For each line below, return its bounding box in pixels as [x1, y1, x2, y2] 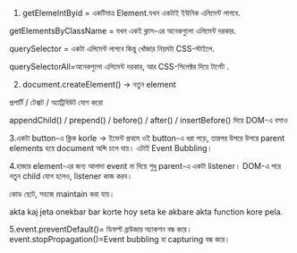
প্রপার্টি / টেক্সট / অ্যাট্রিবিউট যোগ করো [9, 97, 103, 107]
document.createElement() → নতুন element [21, 80, 176, 89]
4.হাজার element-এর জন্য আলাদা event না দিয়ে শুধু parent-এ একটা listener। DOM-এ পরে [9, 161, 282, 171]
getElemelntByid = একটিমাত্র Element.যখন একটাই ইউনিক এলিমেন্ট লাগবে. [21, 8, 241, 18]
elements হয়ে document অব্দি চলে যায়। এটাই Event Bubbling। [9, 143, 213, 153]
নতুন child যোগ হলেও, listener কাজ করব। [9, 171, 132, 181]
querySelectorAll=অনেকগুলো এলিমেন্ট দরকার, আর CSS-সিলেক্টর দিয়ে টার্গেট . [9, 62, 230, 72]
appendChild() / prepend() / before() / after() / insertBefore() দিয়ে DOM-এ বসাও [9, 115, 288, 125]
